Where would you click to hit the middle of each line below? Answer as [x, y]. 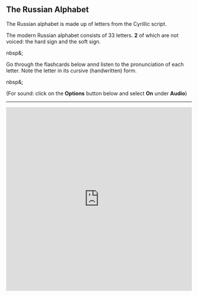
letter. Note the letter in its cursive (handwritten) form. [72, 71]
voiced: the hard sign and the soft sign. [54, 41]
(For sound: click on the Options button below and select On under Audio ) [97, 93]
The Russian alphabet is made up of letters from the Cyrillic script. [86, 24]
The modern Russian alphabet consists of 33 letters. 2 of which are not [92, 35]
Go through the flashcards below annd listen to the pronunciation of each [95, 64]
